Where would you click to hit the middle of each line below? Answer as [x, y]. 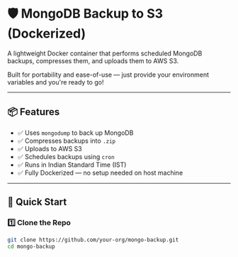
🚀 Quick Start [37, 202]
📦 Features [34, 112]
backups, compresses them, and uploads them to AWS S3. [93, 60]
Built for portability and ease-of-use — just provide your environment [108, 75]
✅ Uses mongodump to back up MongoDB [75, 133]
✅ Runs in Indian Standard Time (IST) [72, 165]
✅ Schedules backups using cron [66, 156]
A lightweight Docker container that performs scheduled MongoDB [105, 53]
